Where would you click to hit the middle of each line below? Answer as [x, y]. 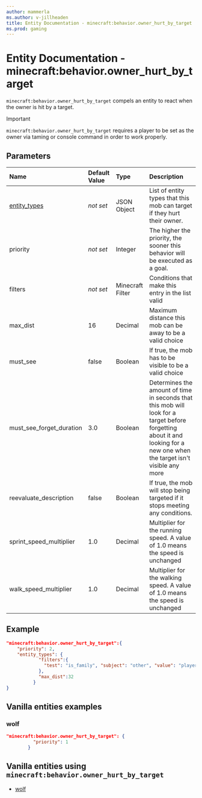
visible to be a [169, 365]
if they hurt [165, 213]
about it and [166, 435]
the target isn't [170, 458]
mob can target [171, 206]
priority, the [166, 238]
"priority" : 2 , [36, 649]
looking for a [167, 443]
